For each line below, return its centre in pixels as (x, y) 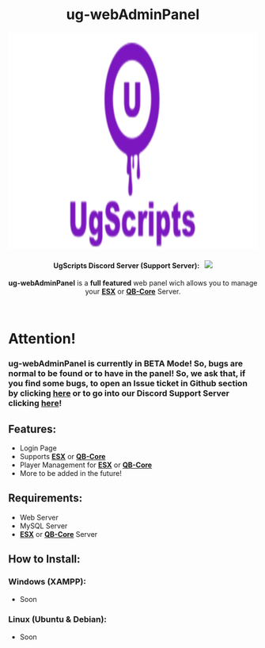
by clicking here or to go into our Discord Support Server (119, 393)
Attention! (42, 339)
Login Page (38, 448)
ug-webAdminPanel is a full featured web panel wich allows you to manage (133, 283)
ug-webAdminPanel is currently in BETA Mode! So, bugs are (126, 364)
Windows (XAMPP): (47, 582)
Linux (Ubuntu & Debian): (57, 619)
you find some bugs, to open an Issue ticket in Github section (128, 384)
